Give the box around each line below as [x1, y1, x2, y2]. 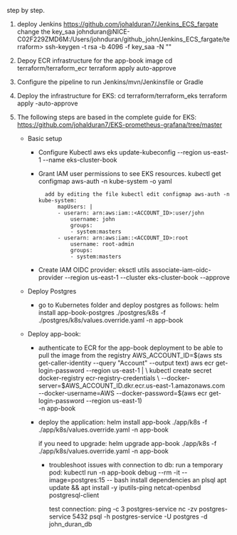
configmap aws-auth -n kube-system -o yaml [38, 177, 172, 185]
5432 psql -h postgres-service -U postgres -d [72, 512, 208, 521]
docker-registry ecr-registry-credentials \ [38, 374, 159, 382]
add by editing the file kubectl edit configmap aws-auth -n [44, 191, 230, 198]
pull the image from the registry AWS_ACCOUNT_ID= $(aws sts [38, 351, 222, 359]
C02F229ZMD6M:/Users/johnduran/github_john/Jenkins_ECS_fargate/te [16, 35, 231, 43]
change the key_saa [16, 28, 75, 36]
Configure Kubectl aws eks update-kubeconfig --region [38, 148, 202, 156]
